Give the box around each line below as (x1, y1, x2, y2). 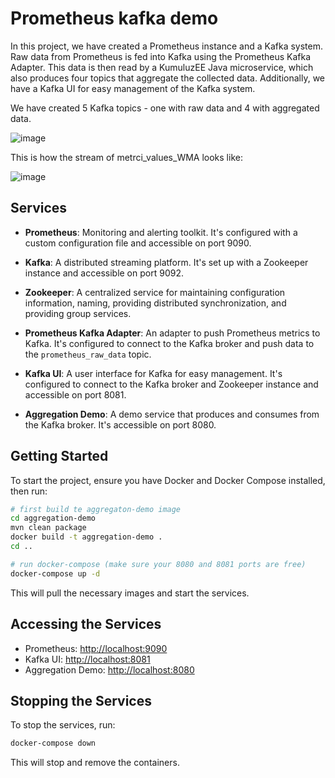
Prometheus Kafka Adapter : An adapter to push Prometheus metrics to (24, 327, 321, 339)
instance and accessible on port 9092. (24, 267, 184, 279)
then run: (10, 485, 48, 497)
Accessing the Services (10, 616, 162, 633)
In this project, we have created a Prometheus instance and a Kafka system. (10, 40, 323, 52)
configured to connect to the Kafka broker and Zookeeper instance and (24, 378, 319, 390)
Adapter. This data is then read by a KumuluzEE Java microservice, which (10, 61, 314, 73)
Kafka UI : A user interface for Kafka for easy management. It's (24, 367, 283, 379)
